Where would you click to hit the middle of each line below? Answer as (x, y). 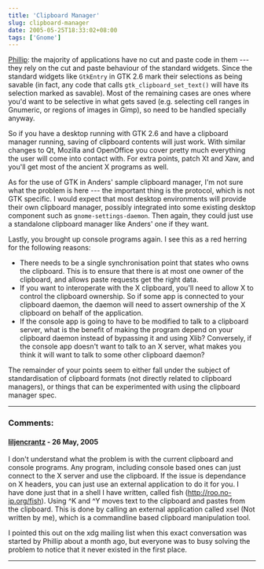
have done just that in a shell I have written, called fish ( (98, 493)
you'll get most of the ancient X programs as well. (88, 167)
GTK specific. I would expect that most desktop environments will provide (127, 199)
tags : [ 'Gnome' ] (35, 37)
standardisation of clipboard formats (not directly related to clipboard (120, 379)
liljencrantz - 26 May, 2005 (53, 442)
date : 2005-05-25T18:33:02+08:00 (63, 30)
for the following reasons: (49, 248)
